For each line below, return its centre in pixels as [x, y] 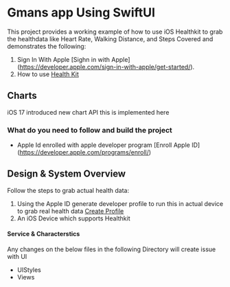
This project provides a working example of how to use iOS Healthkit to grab [115, 32]
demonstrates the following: [47, 46]
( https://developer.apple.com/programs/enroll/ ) [84, 152]
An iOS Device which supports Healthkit [73, 218]
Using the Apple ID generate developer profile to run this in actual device [120, 203]
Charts [22, 96]
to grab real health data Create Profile [70, 211]
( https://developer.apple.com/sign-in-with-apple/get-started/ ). [106, 67]
